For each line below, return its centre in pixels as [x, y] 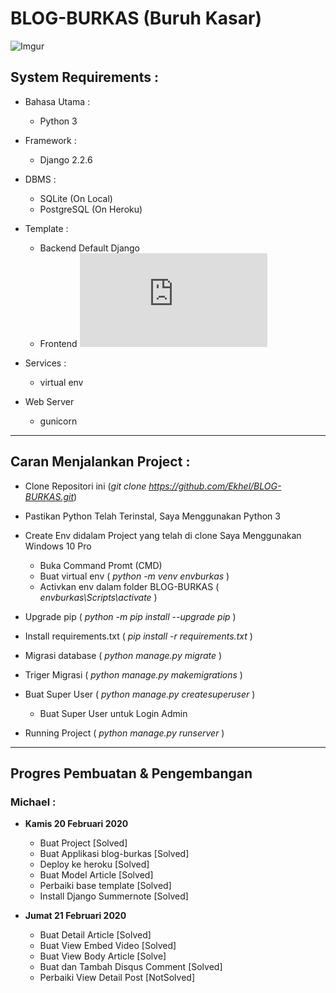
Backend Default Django [90, 248]
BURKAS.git [49, 496]
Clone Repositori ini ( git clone [85, 486]
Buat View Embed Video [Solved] [108, 946]
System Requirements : [84, 77]
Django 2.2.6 [66, 159]
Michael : [33, 802]
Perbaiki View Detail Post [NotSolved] [117, 978]
